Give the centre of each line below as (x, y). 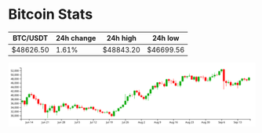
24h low (166, 38)
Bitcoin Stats (51, 14)
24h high (122, 38)
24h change (76, 38)
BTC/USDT (31, 38)
